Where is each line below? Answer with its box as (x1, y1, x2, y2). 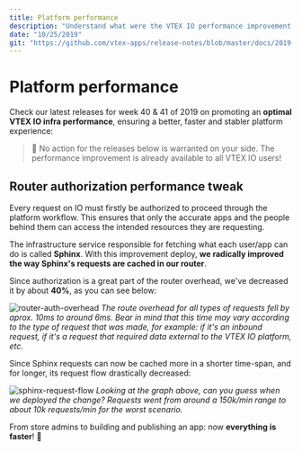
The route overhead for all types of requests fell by (101, 303, 290, 313)
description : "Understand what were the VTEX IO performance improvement (9, 22, 292, 31)
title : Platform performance (9, 13, 119, 22)
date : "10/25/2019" (9, 30, 83, 39)
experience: (9, 126, 54, 137)
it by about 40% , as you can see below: (9, 285, 157, 296)
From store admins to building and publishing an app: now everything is (9, 421, 277, 432)
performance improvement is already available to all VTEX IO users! (31, 153, 282, 164)
